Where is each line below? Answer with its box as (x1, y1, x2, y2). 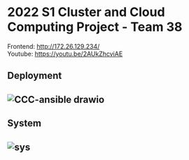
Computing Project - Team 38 (7, 19, 183, 35)
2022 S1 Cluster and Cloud (7, 4, 166, 20)
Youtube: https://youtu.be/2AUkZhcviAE (7, 50, 123, 58)
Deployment (7, 70, 62, 82)
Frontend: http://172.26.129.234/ (7, 42, 100, 50)
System (7, 117, 42, 129)
